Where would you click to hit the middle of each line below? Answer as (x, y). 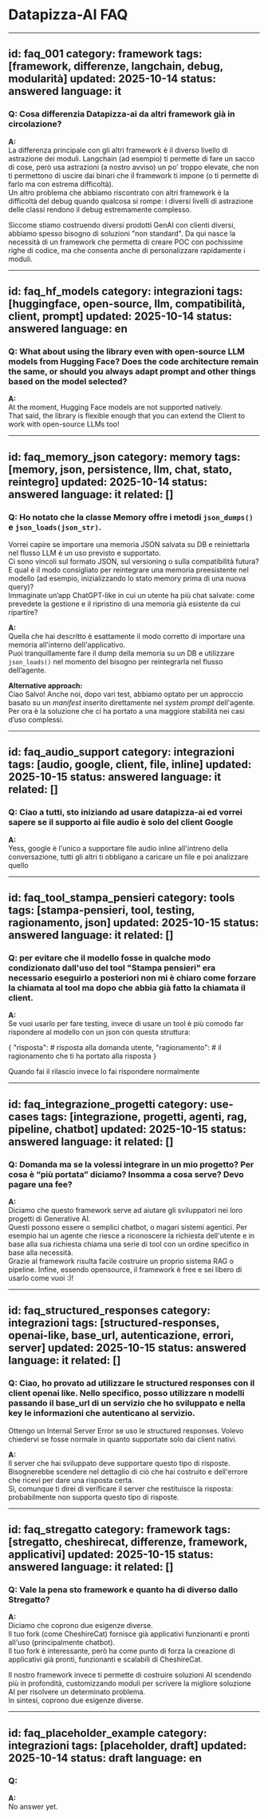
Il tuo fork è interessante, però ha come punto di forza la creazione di (122, 1651)
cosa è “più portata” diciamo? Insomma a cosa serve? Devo (126, 1174)
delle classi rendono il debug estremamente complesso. (100, 209)
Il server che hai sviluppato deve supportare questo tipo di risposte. (119, 1463)
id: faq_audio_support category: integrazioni (122, 752)
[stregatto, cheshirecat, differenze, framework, (128, 1542)
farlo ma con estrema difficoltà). (61, 184)
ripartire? (23, 612)
